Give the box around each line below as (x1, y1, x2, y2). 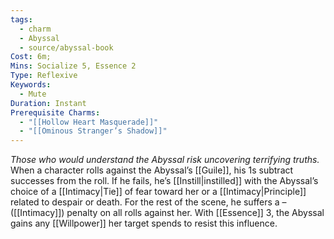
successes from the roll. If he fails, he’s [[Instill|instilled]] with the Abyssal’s (10, 175, 319, 187)
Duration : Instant (10, 98, 87, 108)
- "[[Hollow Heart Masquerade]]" (19, 117, 159, 127)
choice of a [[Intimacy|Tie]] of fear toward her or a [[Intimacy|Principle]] (10, 186, 307, 198)
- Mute (19, 89, 47, 99)
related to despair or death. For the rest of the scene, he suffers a (10, 196, 280, 208)
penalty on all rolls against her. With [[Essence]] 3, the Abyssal (66, 207, 325, 219)
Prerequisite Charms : (10, 107, 101, 118)
